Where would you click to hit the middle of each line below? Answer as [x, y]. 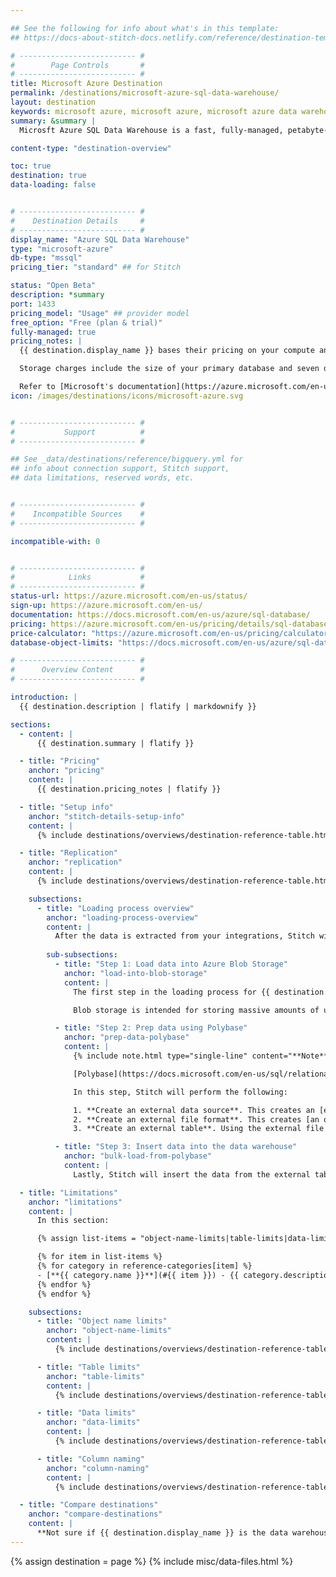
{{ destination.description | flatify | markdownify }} [138, 706]
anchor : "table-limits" [95, 1376]
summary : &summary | [53, 121]
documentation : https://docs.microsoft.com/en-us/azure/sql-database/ [160, 614]
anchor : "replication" [75, 862]
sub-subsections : [82, 955]
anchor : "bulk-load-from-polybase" [138, 1156]
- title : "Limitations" [68, 1192]
